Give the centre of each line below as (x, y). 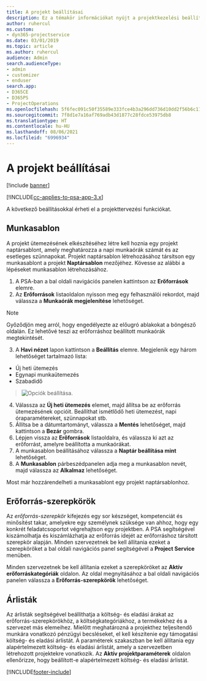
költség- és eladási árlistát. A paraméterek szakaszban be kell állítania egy (101, 640)
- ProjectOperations (33, 103)
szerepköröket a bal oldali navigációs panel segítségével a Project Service (101, 549)
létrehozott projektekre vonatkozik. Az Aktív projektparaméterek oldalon (99, 654)
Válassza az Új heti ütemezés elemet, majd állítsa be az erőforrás (98, 405)
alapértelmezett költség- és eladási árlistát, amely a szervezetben (90, 647)
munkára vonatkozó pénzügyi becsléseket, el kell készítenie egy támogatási (102, 634)
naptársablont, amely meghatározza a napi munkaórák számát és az (93, 250)
